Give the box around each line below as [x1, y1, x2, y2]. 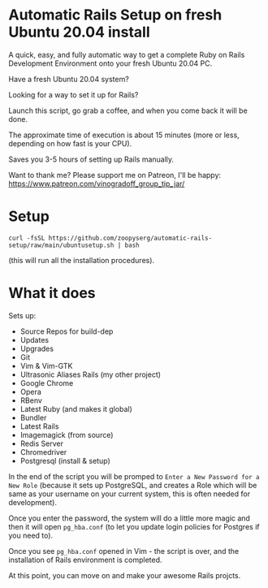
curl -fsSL [8, 234, 45, 242]
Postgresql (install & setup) [19, 456, 111, 465]
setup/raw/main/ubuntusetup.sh [8, 241, 115, 249]
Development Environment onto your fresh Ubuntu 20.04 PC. [8, 58, 213, 68]
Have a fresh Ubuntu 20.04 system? [8, 74, 130, 84]
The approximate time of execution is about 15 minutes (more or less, [8, 130, 240, 140]
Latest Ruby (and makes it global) [19, 404, 132, 413]
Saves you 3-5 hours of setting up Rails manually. [8, 154, 175, 164]
